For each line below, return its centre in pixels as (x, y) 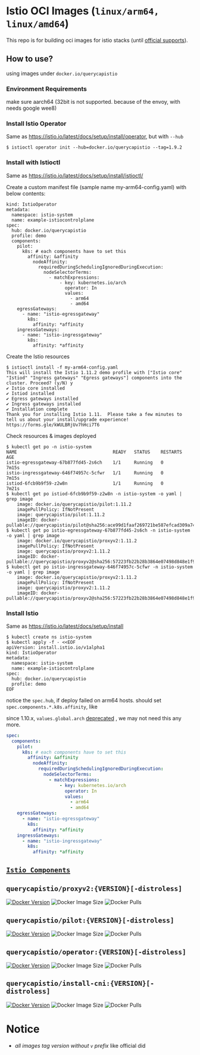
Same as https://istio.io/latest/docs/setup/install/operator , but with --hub (95, 137)
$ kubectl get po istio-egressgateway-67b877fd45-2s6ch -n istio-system (98, 530)
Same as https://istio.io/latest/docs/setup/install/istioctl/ (75, 175)
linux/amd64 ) (38, 24)
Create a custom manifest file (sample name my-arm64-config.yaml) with (96, 187)
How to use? (30, 59)
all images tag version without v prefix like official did (80, 1045)
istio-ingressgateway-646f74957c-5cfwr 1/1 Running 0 (85, 473)
